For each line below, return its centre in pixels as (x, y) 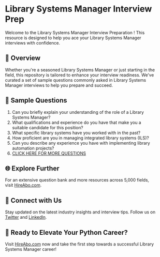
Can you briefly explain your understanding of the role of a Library (78, 112)
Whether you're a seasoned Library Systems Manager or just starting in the (80, 70)
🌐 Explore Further (32, 168)
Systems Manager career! (31, 249)
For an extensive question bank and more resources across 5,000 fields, (77, 180)
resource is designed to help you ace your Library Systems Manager (73, 38)
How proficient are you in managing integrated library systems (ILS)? (80, 138)
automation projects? (33, 148)
